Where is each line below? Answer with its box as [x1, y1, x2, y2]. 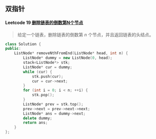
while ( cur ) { [23, 69, 52, 74]
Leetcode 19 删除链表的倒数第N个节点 [5, 19, 84, 25]
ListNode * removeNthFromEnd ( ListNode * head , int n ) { [14, 51, 128, 56]
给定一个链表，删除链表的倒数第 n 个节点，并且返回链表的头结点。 [17, 31, 154, 37]
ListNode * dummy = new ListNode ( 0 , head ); [23, 55, 113, 61]
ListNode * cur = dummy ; [23, 64, 72, 70]
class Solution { [5, 41, 41, 46]
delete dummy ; [23, 116, 52, 121]
